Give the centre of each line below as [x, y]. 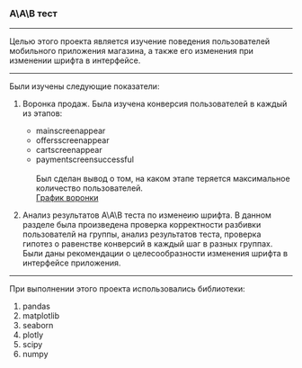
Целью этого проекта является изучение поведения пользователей [140, 41]
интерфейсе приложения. [71, 263]
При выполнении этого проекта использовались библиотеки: [127, 289]
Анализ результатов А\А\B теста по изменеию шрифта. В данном [147, 215]
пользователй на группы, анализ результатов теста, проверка [142, 234]
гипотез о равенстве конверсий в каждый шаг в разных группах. [147, 244]
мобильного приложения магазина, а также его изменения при [132, 51]
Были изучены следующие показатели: [84, 86]
